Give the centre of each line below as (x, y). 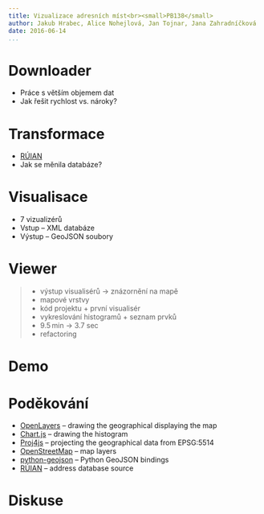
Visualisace (48, 197)
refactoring (59, 334)
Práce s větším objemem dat (67, 93)
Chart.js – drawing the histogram (74, 434)
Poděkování (49, 403)
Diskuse (36, 501)
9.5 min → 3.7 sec (69, 326)
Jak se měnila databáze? (61, 165)
